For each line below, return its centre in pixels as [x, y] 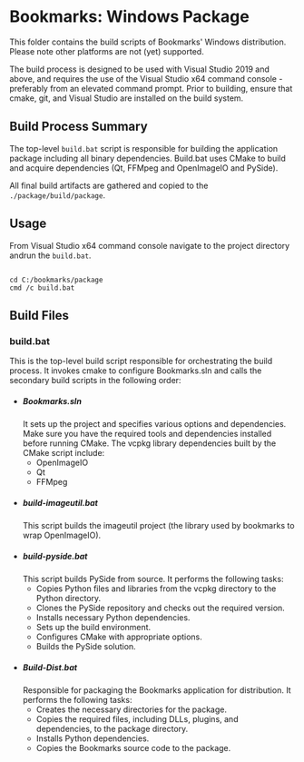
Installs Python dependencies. [93, 738]
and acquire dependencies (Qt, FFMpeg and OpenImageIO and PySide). [144, 168]
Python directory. [69, 599]
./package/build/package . [58, 195]
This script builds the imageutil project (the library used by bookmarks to [158, 526]
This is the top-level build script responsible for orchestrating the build [141, 361]
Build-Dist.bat [50, 667]
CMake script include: [64, 453]
